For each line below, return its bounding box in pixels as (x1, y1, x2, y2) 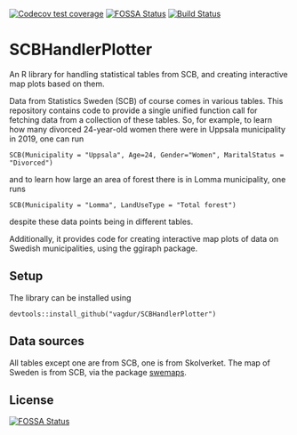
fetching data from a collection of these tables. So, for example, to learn (9, 114, 273, 125)
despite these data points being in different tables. (9, 216, 194, 227)
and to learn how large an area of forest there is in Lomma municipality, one (9, 173, 286, 184)
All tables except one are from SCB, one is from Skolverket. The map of (9, 357, 271, 368)
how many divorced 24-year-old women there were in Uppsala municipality (9, 124, 286, 134)
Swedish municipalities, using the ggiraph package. (9, 243, 198, 254)
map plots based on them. (9, 78, 105, 89)
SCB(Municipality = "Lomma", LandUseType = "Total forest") (9, 200, 237, 209)
